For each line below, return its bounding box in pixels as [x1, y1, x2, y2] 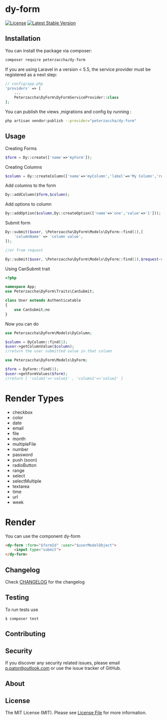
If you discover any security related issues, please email [5, 660, 120, 666]
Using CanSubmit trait [5, 265, 51, 272]
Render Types [5, 392, 64, 404]
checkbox [12, 409, 33, 415]
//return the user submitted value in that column [5, 349, 112, 354]
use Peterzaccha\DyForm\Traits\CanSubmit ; [5, 289, 94, 294]
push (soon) [12, 457, 37, 463]
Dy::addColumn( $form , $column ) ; [5, 192, 70, 197]
